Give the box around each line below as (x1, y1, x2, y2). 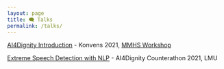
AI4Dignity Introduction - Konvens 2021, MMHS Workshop (7, 41, 171, 49)
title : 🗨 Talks (7, 16, 53, 23)
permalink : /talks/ (7, 22, 63, 29)
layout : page (7, 9, 45, 17)
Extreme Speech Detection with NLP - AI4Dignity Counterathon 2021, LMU (7, 54, 218, 62)
